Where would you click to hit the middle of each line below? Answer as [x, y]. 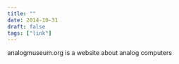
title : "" [22, 14]
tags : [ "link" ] [30, 33]
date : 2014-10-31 [33, 20]
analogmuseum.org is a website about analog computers [90, 53]
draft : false [26, 26]
